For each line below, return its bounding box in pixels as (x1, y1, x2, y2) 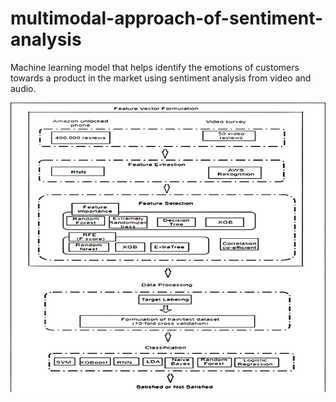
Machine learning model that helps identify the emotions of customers (10, 61, 300, 73)
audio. (10, 82, 37, 94)
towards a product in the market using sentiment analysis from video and (10, 72, 312, 84)
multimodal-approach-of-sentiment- (10, 7, 324, 30)
